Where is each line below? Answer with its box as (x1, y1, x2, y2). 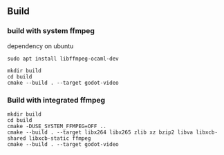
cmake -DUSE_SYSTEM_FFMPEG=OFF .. (7, 123, 107, 130)
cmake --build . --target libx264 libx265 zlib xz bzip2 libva (7, 129, 194, 136)
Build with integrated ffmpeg (7, 95, 106, 105)
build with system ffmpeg (7, 26, 95, 36)
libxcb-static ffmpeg (28, 134, 91, 142)
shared (7, 134, 26, 142)
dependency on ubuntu (7, 41, 74, 50)
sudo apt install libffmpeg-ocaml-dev (7, 55, 119, 62)
